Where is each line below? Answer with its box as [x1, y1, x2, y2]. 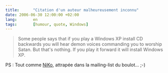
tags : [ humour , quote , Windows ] [5, 21, 88, 27]
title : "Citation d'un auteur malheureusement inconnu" [5, 7, 139, 13]
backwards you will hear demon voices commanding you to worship [17, 41, 162, 47]
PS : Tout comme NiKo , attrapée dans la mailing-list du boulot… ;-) [5, 62, 145, 68]
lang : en [5, 17, 38, 22]
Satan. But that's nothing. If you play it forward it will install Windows [17, 46, 163, 53]
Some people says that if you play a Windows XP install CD [17, 36, 143, 42]
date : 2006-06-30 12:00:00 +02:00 [5, 12, 80, 17]
